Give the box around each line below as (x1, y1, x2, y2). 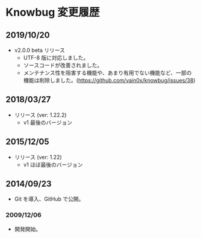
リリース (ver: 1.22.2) (14, 111, 67, 118)
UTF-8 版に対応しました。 (23, 54, 89, 61)
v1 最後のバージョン (23, 119, 73, 126)
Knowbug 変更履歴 (5, 5, 100, 19)
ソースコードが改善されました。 (23, 61, 103, 69)
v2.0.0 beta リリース (14, 46, 66, 54)
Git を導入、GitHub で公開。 (14, 195, 84, 202)
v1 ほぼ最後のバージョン (23, 161, 83, 168)
